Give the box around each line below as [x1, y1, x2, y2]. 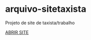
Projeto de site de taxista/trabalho [5, 20, 75, 26]
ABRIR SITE [5, 29, 29, 35]
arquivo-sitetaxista [5, 3, 86, 15]
